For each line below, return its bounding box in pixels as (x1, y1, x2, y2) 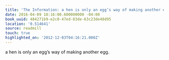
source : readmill (5, 26, 42, 31)
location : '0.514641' (5, 21, 51, 26)
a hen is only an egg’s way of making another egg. (5, 48, 110, 55)
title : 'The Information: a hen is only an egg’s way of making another (5, 7, 161, 12)
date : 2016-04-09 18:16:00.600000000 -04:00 (5, 12, 100, 17)
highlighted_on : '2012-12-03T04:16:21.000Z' (5, 35, 100, 40)
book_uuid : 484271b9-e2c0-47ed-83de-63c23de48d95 (5, 16, 112, 21)
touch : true (5, 30, 30, 35)
